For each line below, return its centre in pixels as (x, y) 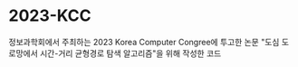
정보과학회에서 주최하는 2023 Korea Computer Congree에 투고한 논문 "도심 (144, 42)
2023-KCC (50, 16)
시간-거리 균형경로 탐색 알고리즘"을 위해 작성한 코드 (130, 53)
